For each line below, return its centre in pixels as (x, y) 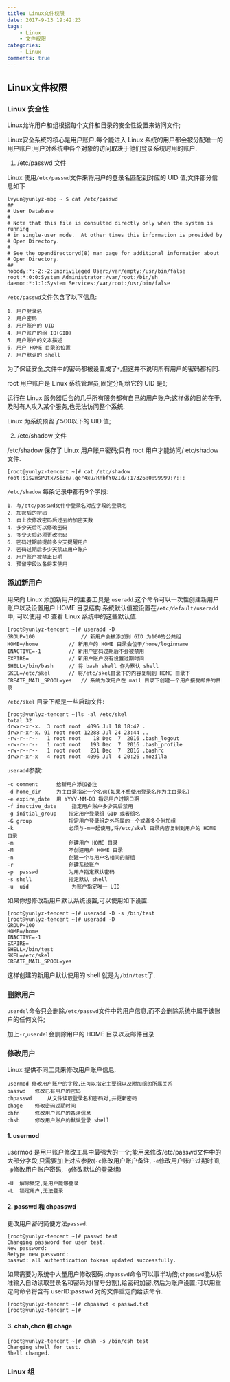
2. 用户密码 (22, 319)
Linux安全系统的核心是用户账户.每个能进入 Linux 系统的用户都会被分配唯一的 (115, 140)
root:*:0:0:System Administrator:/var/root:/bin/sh (82, 278)
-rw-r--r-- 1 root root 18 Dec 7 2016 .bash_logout (93, 738)
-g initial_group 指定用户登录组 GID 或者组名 (74, 814)
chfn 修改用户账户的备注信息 (49, 1113)
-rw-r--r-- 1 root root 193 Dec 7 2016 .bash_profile (95, 744)
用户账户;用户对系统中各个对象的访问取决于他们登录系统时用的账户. (102, 148)
